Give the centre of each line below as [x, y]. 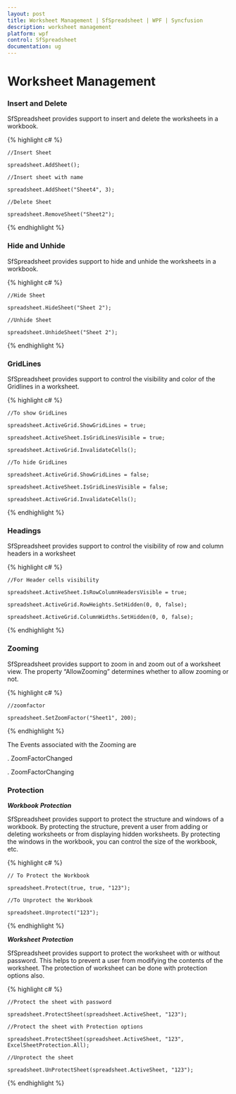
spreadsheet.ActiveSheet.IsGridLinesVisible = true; [86, 438]
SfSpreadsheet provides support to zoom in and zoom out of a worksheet [114, 664]
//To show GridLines [38, 413]
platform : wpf [28, 33]
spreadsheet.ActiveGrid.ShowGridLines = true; [77, 426]
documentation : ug [34, 47]
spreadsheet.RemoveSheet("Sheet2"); [61, 215]
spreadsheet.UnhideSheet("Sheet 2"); [63, 332]
